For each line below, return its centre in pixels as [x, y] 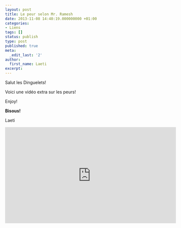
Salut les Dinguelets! [26, 83]
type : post [16, 41]
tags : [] [14, 32]
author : [13, 60]
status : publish [21, 37]
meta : [10, 50]
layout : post [18, 10]
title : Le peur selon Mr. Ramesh [39, 14]
